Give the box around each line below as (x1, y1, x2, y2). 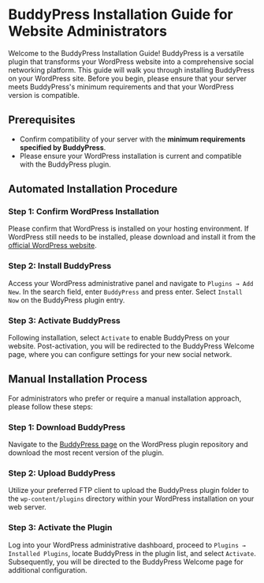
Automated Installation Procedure (8, 182, 178, 196)
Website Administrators (8, 22, 168, 40)
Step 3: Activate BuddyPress (8, 314, 121, 325)
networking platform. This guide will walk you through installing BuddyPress (8, 65, 255, 74)
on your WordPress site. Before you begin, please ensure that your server (8, 73, 247, 83)
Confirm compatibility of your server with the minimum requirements (19, 134, 246, 144)
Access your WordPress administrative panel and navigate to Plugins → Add (8, 278, 254, 288)
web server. (8, 502, 47, 512)
